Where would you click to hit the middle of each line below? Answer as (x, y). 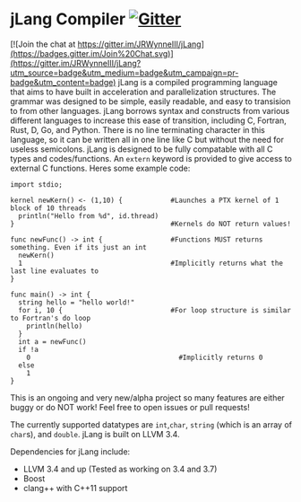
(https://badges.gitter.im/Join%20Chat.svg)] (92, 53)
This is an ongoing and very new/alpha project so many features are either (147, 397)
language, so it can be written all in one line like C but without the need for (147, 139)
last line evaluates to (55, 271)
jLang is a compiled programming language (198, 82)
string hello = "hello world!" (77, 302)
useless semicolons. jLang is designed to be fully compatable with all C (142, 149)
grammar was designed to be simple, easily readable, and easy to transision (150, 101)
